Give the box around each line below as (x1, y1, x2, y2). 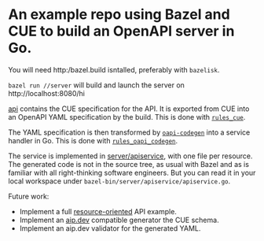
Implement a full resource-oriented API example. (19, 206, 177, 216)
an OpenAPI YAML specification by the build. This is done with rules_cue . (8, 112, 246, 121)
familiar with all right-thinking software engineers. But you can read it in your (8, 168, 256, 177)
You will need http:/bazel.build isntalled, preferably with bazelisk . (8, 65, 220, 74)
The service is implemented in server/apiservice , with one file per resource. (8, 151, 253, 161)
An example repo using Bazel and (8, 6, 230, 24)
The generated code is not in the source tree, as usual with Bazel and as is (8, 159, 250, 169)
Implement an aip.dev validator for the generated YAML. (19, 223, 201, 233)
